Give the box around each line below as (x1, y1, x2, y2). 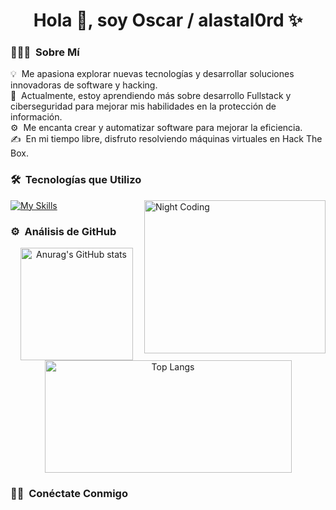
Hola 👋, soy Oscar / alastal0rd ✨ (33, 9, 303, 32)
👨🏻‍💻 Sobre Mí (10, 45, 80, 59)
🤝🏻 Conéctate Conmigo (10, 487, 128, 500)
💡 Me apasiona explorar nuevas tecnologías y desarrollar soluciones (10, 68, 295, 80)
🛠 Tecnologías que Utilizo (10, 173, 142, 187)
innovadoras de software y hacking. (10, 79, 158, 91)
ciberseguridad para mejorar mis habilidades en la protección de (10, 100, 277, 113)
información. (10, 111, 63, 123)
